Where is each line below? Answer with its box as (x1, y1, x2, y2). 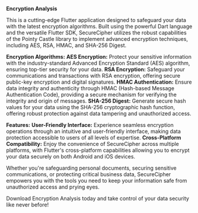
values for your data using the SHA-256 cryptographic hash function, (6, 104, 175, 110)
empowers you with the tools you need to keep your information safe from (6, 177, 187, 184)
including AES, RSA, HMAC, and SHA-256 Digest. (6, 42, 127, 49)
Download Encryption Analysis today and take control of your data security (6, 195, 190, 202)
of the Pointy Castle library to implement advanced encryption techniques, (6, 36, 189, 42)
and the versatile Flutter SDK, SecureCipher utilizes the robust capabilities (6, 29, 187, 36)
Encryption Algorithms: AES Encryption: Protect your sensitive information (6, 53, 191, 60)
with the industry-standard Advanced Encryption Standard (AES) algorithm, (6, 59, 190, 66)
